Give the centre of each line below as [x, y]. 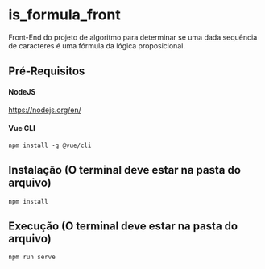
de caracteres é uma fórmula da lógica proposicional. [97, 45]
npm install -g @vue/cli [50, 145]
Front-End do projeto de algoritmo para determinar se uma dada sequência [133, 37]
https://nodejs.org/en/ [45, 110]
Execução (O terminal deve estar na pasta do [123, 226]
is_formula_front [64, 15]
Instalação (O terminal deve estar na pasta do [125, 170]
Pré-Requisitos [47, 71]
